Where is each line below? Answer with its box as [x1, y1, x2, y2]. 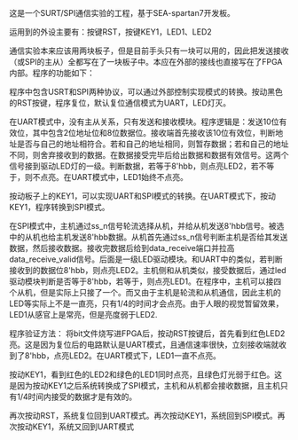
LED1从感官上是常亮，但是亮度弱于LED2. [9, 310, 158, 319]
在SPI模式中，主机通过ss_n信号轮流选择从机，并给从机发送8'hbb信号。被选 [9, 221, 285, 231]
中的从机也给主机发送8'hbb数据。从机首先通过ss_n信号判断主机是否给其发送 [9, 232, 288, 242]
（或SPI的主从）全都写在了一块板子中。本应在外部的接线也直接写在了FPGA [9, 57, 283, 67]
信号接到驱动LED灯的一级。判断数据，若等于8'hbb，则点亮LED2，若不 [9, 161, 267, 171]
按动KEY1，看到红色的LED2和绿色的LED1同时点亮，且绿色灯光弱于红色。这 [9, 369, 283, 380]
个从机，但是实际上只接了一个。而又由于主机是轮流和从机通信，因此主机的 [9, 287, 281, 297]
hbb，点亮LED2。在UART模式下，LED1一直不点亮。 [31, 350, 222, 361]
